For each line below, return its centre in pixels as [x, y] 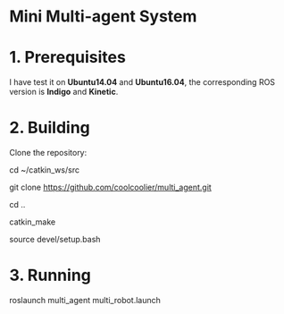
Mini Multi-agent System [103, 17]
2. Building [50, 128]
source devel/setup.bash [55, 240]
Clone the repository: [48, 153]
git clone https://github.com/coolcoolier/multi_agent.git [110, 187]
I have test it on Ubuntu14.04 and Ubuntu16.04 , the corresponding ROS [142, 82]
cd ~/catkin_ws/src [45, 170]
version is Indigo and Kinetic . [64, 92]
